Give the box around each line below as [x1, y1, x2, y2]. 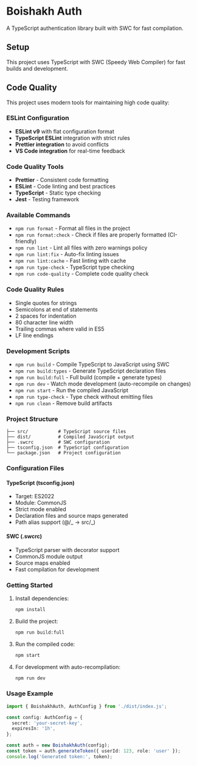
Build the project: [15, 617, 58, 625]
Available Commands [6, 211, 71, 220]
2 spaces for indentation [15, 312, 77, 320]
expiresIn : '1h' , [12, 726, 56, 732]
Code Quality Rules [6, 285, 64, 294]
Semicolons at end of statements [15, 306, 98, 313]
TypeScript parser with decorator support [15, 546, 120, 553]
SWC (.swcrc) [6, 532, 43, 540]
